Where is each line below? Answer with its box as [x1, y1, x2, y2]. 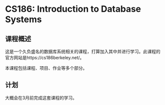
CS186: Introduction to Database [5, 3, 141, 15]
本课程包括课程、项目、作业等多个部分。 [5, 65, 87, 71]
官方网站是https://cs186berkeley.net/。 [5, 55, 85, 60]
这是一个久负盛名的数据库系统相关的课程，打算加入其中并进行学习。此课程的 [5, 49, 161, 54]
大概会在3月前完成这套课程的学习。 [5, 95, 77, 101]
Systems [5, 14, 42, 25]
